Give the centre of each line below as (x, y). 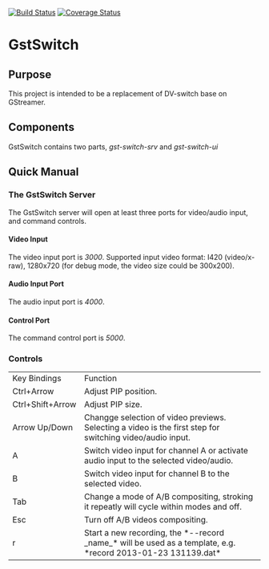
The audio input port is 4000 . (57, 302)
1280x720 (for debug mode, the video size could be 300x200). (130, 266)
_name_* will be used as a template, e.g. (160, 543)
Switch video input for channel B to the (157, 473)
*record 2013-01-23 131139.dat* (153, 553)
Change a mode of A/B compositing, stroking (169, 497)
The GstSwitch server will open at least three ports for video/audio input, (128, 212)
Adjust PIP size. (113, 404)
